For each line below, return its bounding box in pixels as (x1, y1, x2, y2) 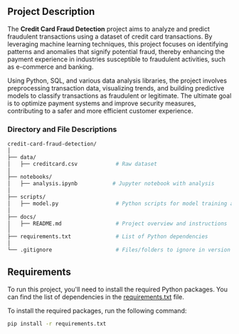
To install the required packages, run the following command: (7, 306, 187, 315)
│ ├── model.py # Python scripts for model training (7, 199, 228, 207)
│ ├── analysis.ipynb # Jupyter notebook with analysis (7, 180, 215, 187)
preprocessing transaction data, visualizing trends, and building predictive (7, 83, 225, 92)
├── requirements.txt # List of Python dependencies (7, 233, 208, 241)
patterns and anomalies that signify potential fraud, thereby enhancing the (7, 47, 225, 56)
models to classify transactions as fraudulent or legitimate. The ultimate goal (7, 91, 232, 100)
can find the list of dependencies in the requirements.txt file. (7, 292, 185, 301)
